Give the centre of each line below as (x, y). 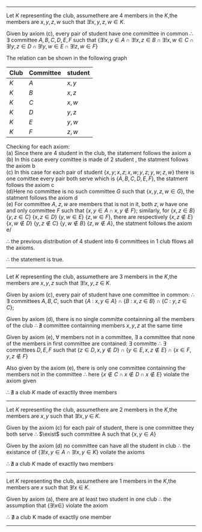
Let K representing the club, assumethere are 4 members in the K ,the (92, 15)
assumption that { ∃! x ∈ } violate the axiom (57, 505)
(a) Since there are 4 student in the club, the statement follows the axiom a (99, 153)
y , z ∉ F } (17, 356)
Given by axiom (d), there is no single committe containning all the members (100, 319)
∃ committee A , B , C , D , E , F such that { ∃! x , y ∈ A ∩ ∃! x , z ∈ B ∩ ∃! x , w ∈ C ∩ (100, 40)
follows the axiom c (30, 185)
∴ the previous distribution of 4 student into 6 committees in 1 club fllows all (100, 241)
